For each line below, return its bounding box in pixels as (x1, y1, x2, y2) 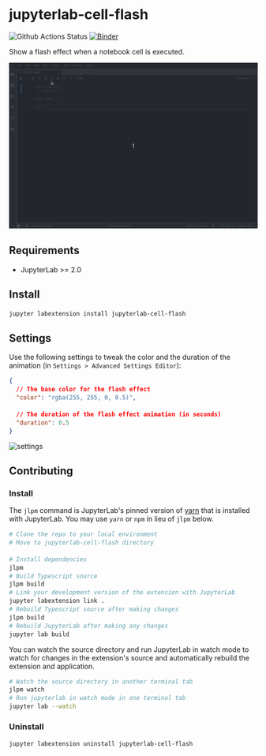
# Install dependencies (9, 555, 88, 563)
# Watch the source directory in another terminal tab (9, 677, 193, 686)
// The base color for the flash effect (16, 385, 151, 394)
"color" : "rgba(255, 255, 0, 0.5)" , (16, 394, 137, 402)
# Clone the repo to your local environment (9, 530, 158, 538)
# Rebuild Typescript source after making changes (9, 605, 179, 613)
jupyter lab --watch (9, 702, 77, 711)
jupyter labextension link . (9, 597, 105, 605)
